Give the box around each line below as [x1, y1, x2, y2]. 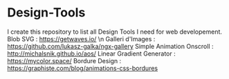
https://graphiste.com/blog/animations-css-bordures [7, 64, 158, 72]
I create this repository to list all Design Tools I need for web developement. [7, 27, 223, 36]
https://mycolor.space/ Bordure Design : [7, 56, 122, 65]
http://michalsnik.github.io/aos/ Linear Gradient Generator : [7, 49, 176, 58]
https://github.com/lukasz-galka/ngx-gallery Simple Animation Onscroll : [7, 42, 214, 50]
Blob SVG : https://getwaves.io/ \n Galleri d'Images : [7, 34, 156, 43]
